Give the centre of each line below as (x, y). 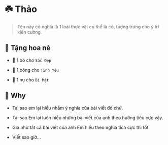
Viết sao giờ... (26, 137)
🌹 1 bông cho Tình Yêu (36, 70)
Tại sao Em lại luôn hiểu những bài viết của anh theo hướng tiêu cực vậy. (88, 117)
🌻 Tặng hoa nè (28, 48)
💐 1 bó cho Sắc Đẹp (32, 60)
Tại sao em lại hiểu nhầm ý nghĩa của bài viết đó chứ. (68, 108)
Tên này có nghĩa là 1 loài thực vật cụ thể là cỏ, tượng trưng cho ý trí (88, 27)
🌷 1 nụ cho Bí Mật (30, 80)
